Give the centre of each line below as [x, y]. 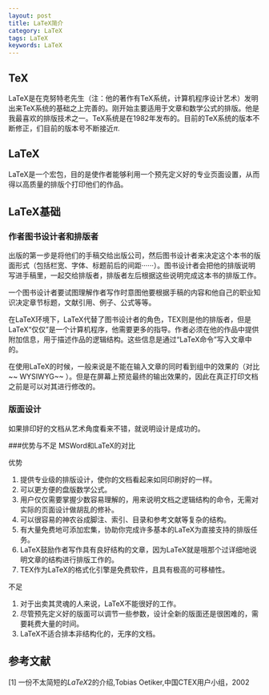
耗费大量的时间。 [55, 623]
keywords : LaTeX [35, 46]
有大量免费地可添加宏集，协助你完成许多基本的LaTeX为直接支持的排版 [135, 529]
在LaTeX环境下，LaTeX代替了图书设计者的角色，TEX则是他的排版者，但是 [130, 319]
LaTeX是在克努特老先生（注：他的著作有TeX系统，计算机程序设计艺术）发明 [133, 98]
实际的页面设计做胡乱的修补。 [69, 509]
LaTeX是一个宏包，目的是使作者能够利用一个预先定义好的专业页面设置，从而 [134, 174]
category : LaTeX [35, 30]
